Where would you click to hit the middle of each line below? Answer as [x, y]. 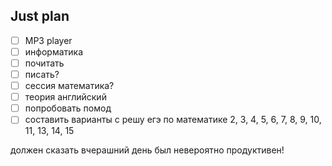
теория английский [65, 97]
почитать [44, 63]
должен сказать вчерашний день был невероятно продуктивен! [147, 150]
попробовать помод [68, 108]
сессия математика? [69, 86]
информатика [53, 51]
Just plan [40, 16]
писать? [42, 74]
